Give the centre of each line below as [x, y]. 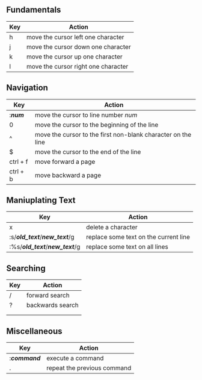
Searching [26, 268]
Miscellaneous [34, 331]
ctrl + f [19, 161]
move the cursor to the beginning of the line [97, 125]
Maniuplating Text [41, 200]
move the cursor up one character [75, 57]
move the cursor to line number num [86, 115]
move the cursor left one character [75, 37]
